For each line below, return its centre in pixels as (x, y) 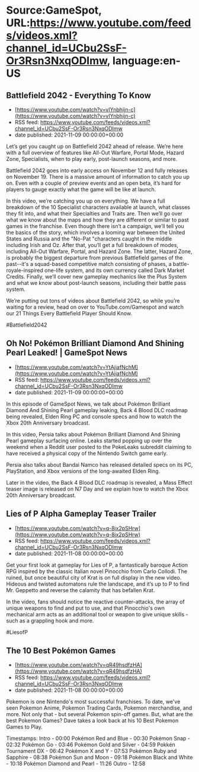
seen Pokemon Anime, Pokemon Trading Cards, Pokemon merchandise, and (99, 708)
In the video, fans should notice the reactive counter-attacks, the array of (95, 602)
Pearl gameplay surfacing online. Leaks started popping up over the (89, 441)
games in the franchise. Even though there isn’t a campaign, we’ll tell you (95, 226)
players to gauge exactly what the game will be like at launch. (81, 189)
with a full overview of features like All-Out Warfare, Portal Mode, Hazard (95, 153)
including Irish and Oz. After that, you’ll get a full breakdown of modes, (92, 245)
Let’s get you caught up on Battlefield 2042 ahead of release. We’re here (95, 146)
